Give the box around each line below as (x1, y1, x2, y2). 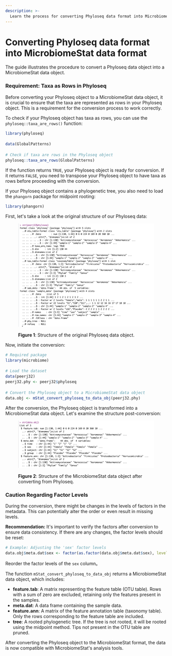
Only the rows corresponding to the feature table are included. (12, 613, 145, 619)
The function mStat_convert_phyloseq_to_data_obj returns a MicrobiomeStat (5, 570, 166, 577)
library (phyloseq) (5, 131, 45, 136)
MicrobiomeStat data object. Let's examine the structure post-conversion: (5, 410, 161, 416)
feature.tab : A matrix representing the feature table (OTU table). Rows (12, 586, 161, 592)
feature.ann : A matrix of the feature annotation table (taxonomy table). (12, 607, 162, 614)
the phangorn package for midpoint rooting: (5, 193, 96, 199)
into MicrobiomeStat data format (5, 47, 147, 59)
